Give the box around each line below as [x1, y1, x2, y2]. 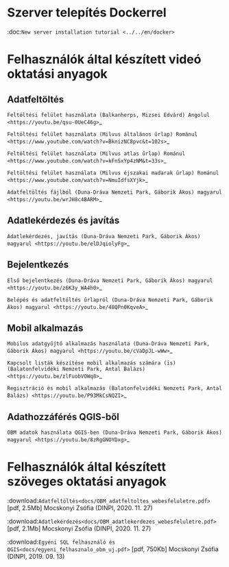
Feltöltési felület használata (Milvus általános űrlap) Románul [7, 130, 197, 138]
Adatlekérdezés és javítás [7, 215, 120, 227]
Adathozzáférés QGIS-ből [7, 410, 120, 423]
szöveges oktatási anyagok [7, 474, 167, 489]
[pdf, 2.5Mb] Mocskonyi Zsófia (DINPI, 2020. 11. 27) [7, 504, 153, 512]
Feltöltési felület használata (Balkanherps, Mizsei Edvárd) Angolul [7, 111, 210, 118]
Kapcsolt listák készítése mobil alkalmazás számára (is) [7, 360, 176, 367]
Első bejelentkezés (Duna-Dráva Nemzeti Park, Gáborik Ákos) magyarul [7, 277, 213, 284]
